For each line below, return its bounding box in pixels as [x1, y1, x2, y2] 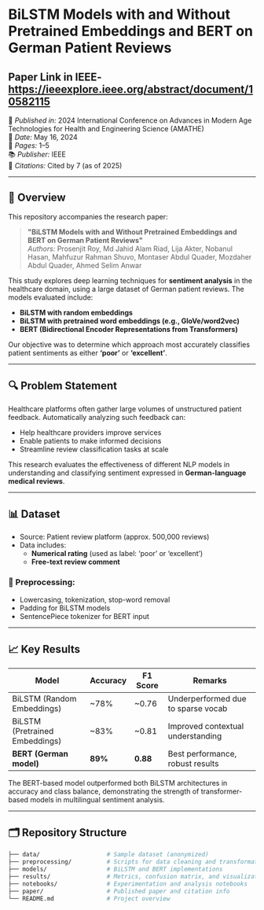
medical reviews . [8, 476, 65, 485]
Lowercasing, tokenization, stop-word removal [19, 595, 170, 604]
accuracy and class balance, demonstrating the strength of [8, 787, 200, 796]
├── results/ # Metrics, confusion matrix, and [8, 872, 220, 880]
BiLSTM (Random [12, 693, 77, 704]
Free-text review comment [31, 557, 120, 567]
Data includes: [19, 540, 67, 550]
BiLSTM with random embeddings [19, 308, 134, 317]
